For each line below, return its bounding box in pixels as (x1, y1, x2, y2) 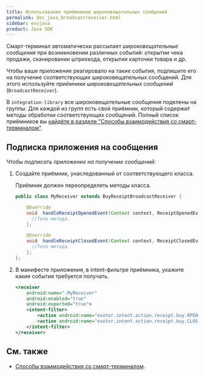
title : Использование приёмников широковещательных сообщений (6, 9, 167, 15)
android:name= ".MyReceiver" (26, 290, 97, 296)
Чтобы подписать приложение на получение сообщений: (6, 158, 157, 165)
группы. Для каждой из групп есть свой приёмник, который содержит (6, 105, 191, 113)
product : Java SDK (6, 26, 53, 32)
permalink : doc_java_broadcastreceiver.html (6, 15, 121, 21)
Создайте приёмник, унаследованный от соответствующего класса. (15, 170, 194, 177)
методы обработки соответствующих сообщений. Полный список (6, 111, 179, 119)
